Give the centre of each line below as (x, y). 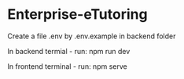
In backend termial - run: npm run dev (69, 51)
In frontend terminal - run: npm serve (67, 66)
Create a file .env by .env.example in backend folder (92, 36)
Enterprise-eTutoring (77, 14)
